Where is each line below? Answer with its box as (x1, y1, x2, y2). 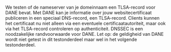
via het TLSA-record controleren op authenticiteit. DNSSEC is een (5, 26, 143, 32)
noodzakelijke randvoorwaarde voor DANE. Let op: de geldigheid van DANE (5, 31, 164, 37)
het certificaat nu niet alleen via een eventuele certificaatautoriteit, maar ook (5, 20, 166, 26)
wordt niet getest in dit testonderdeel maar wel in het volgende (5, 36, 137, 42)
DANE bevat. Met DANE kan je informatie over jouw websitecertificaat (5, 10, 152, 16)
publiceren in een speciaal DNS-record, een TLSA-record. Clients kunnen (5, 15, 160, 21)
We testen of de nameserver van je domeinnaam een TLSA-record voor (5, 5, 156, 10)
